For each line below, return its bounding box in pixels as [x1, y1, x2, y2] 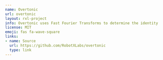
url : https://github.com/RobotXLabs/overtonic [9, 43, 106, 48]
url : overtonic [5, 12, 36, 16]
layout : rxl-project [5, 16, 47, 21]
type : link [9, 47, 32, 52]
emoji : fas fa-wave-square [5, 30, 60, 34]
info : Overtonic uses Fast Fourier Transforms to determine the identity [5, 20, 159, 26]
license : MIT [5, 25, 32, 30]
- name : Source [5, 39, 36, 44]
